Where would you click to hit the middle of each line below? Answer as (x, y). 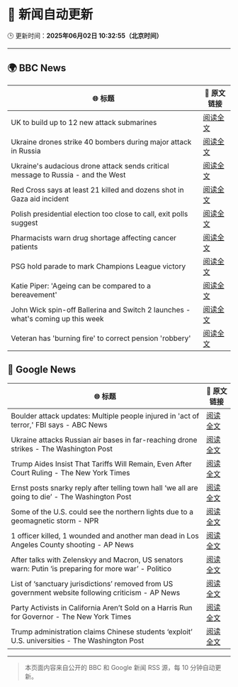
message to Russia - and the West (68, 175)
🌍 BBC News (37, 68)
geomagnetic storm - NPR (55, 521)
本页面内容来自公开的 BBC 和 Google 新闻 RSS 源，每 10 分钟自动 (120, 667)
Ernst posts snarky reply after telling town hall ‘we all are (104, 487)
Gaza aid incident (40, 198)
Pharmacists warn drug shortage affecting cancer (94, 237)
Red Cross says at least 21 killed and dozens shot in (97, 190)
